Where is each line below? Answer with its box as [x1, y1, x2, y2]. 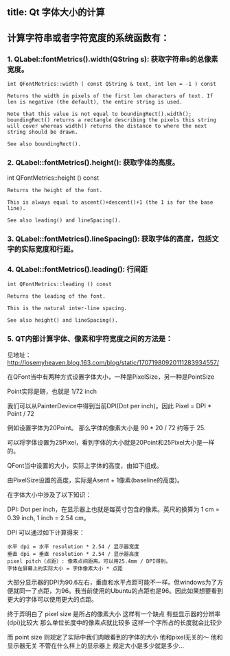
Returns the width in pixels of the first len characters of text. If [7, 93, 214, 99]
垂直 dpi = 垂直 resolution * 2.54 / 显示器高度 [7, 550, 139, 557]
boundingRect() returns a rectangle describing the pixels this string [7, 117, 216, 124]
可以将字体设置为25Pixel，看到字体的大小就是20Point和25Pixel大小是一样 [7, 438, 215, 446]
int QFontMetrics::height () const [7, 174, 100, 182]
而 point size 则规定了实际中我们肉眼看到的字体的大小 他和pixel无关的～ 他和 [7, 633, 223, 641]
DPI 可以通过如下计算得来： [7, 528, 85, 537]
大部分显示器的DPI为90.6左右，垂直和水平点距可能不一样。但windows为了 [7, 578, 218, 586]
